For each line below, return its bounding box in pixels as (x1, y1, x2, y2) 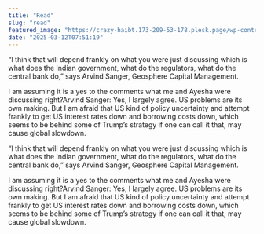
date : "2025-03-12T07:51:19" (8, 33, 104, 42)
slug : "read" (8, 19, 51, 27)
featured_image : (8, 26, 61, 34)
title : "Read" (8, 11, 55, 20)
